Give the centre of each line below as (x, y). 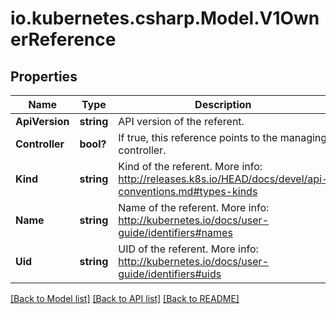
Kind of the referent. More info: (190, 166)
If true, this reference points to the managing (223, 137)
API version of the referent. (181, 121)
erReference (63, 39)
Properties (44, 76)
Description (223, 104)
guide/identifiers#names (175, 232)
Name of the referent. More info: (194, 207)
